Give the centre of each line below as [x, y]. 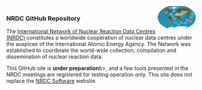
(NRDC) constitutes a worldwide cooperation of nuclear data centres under [99, 38]
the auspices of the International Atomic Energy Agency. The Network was [99, 44]
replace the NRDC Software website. [52, 81]
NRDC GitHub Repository [44, 18]
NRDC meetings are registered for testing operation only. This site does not [99, 75]
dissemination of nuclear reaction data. [55, 57]
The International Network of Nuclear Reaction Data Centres [81, 32]
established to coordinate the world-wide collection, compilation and [91, 51]
